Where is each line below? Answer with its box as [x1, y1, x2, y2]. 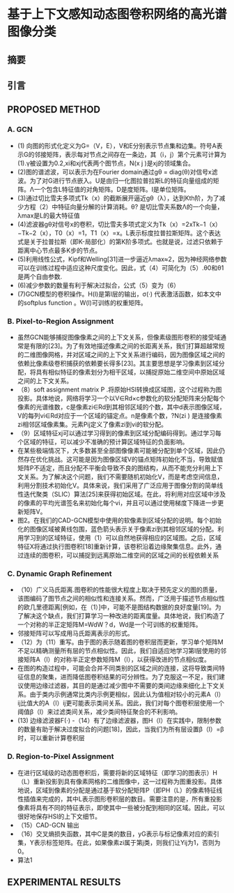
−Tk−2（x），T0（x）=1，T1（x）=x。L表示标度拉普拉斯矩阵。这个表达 [17, 228, 221, 237]
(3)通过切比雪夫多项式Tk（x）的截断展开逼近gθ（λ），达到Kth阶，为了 [17, 193, 219, 202]
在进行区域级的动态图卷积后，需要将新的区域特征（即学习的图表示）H [17, 768, 218, 776]
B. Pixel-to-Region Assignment [7, 316, 114, 326]
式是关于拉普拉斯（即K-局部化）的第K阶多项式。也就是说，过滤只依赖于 [17, 237, 224, 246]
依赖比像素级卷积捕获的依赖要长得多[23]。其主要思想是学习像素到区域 [17, 359, 219, 367]
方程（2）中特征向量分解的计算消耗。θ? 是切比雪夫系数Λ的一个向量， [23, 202, 224, 211]
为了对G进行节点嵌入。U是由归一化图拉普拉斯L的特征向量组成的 [29, 176, 214, 185]
